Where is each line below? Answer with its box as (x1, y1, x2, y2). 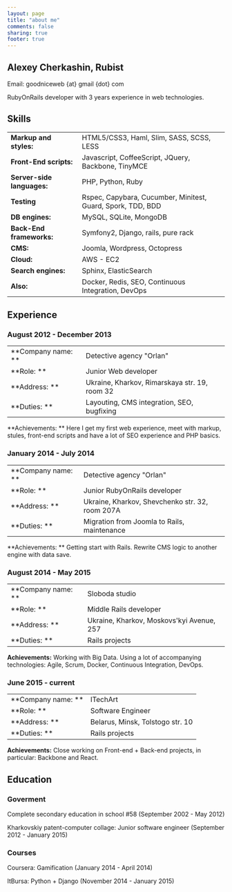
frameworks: (10, 232, 54, 242)
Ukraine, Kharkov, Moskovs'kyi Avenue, (87, 616, 216, 625)
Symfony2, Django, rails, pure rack (81, 227, 194, 237)
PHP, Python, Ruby (81, 177, 144, 187)
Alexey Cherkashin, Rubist (7, 61, 124, 73)
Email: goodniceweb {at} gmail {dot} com (7, 79, 124, 88)
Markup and (10, 133, 52, 142)
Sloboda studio (87, 589, 137, 598)
